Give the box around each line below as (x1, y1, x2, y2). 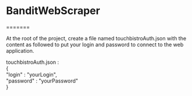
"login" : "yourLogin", (6, 71, 57, 78)
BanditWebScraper (6, 4, 100, 18)
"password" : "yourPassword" (6, 77, 79, 84)
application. (6, 47, 34, 54)
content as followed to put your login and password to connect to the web (6, 41, 184, 48)
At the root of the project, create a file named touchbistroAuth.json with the (6, 35, 187, 42)
